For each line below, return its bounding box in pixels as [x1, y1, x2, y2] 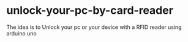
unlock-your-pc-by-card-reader [6, 4, 173, 17]
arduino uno [6, 29, 37, 37]
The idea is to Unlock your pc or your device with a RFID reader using [6, 23, 182, 31]
